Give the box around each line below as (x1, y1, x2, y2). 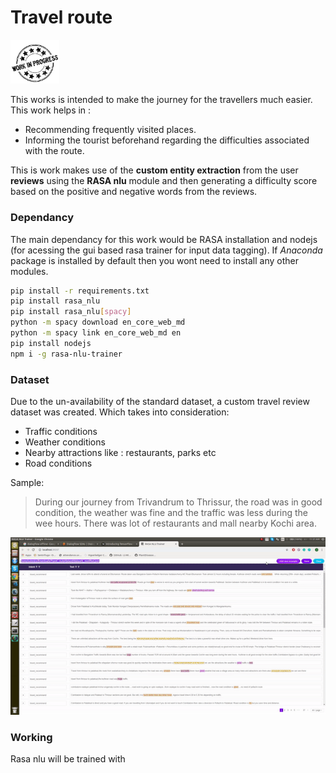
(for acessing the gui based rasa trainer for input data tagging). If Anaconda (10, 244, 323, 256)
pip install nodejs (10, 338, 92, 348)
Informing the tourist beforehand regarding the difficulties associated (24, 134, 310, 146)
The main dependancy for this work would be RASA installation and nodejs (10, 233, 318, 245)
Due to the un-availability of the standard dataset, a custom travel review (10, 395, 310, 407)
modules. (10, 265, 49, 277)
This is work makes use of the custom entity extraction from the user (10, 164, 299, 176)
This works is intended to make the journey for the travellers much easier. (10, 94, 313, 106)
